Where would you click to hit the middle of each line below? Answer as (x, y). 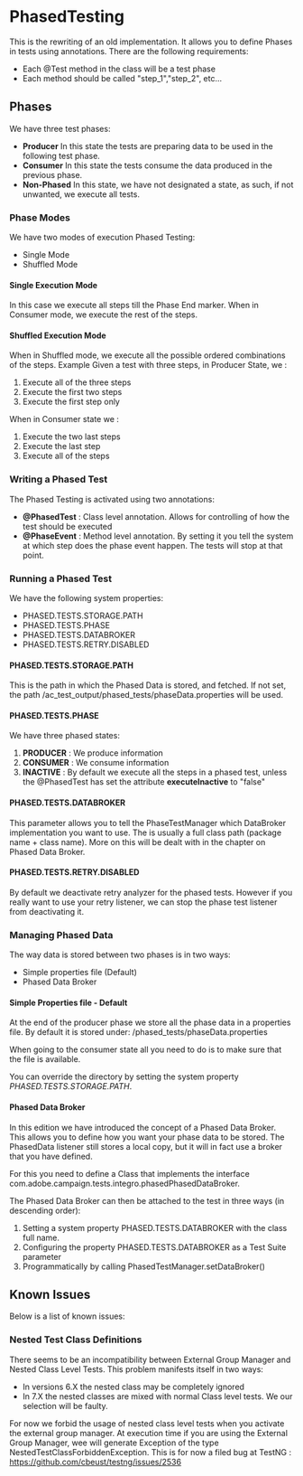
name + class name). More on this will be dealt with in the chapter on (138, 841)
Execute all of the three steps (77, 382)
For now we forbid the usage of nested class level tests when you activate (147, 1423)
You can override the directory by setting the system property (124, 1076)
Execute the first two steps (72, 392)
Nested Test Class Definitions (76, 1340)
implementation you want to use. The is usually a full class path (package (146, 832)
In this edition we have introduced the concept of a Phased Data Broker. (143, 1127)
